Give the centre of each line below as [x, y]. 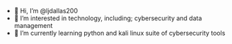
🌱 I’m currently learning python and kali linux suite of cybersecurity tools [120, 33]
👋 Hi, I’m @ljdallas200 [46, 11]
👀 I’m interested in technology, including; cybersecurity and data [108, 18]
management [33, 25]
